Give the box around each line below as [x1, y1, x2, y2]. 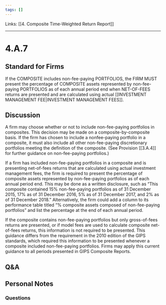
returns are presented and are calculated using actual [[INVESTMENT [5, 91, 147, 97]
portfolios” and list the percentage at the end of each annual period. [5, 207, 143, 213]
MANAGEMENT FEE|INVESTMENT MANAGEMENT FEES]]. [5, 97, 124, 102]
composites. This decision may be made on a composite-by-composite [5, 129, 150, 135]
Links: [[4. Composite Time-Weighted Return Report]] [5, 21, 114, 27]
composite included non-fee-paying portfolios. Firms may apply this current [5, 243, 160, 249]
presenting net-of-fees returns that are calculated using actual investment [5, 165, 156, 171]
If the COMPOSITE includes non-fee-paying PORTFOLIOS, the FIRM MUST [5, 75, 157, 82]
